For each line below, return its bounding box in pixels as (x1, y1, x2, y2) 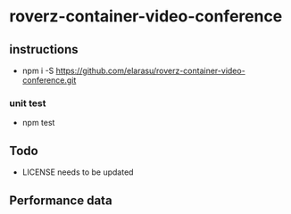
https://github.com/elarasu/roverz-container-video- (55, 65, 245, 76)
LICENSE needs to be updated (21, 167, 134, 177)
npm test (21, 118, 55, 128)
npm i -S (21, 65, 54, 76)
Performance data (9, 193, 113, 208)
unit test (9, 96, 46, 109)
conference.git (21, 75, 77, 86)
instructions (9, 42, 79, 57)
